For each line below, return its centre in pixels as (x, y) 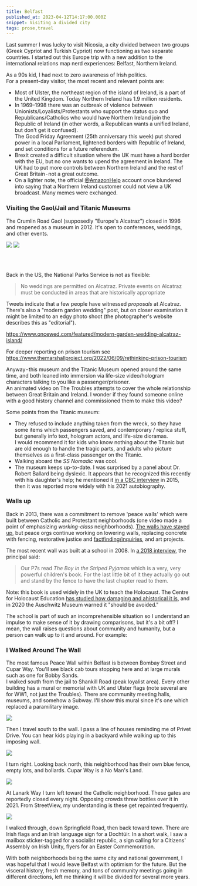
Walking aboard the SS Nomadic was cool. (66, 461)
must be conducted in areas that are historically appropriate (93, 292)
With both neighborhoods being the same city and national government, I (94, 858)
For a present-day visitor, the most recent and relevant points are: (85, 81)
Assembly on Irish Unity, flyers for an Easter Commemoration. (81, 847)
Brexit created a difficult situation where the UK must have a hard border (102, 155)
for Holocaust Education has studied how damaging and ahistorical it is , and (98, 598)
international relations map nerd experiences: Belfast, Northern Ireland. (92, 64)
